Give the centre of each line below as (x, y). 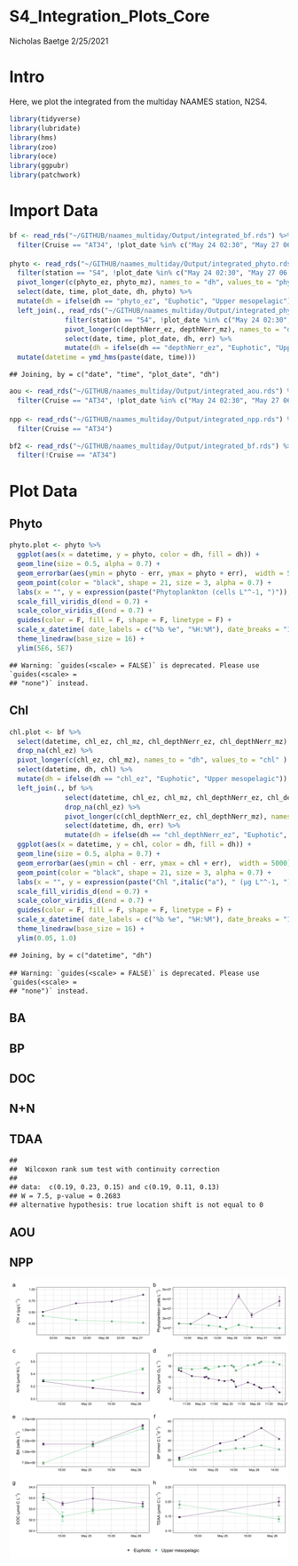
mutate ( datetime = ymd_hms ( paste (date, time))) (107, 357)
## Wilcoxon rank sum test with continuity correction (114, 1170)
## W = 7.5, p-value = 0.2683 (65, 1196)
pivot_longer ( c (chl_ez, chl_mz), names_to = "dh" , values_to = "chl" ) (153, 760)
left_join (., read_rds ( (61, 310)
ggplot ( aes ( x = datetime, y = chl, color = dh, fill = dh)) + (134, 845)
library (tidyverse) (45, 119)
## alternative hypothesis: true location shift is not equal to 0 (137, 1205)
